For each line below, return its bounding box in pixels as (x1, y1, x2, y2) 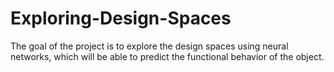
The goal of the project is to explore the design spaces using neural (10, 40, 289, 52)
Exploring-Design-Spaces (10, 7, 232, 30)
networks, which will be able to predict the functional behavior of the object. (10, 50, 325, 62)
